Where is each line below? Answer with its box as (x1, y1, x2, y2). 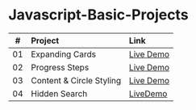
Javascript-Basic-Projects (8, 6, 189, 24)
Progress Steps (31, 61, 90, 73)
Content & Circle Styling (31, 74, 122, 86)
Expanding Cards (31, 49, 97, 60)
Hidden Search (31, 87, 88, 99)
